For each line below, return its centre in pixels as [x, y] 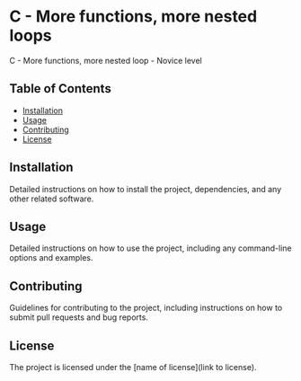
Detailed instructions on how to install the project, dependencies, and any [146, 189]
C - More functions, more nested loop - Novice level [106, 60]
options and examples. [51, 258]
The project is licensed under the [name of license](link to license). [133, 367]
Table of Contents [61, 89]
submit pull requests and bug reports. [79, 317]
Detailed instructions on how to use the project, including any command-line [150, 248]
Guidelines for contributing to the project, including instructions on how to [146, 308]
